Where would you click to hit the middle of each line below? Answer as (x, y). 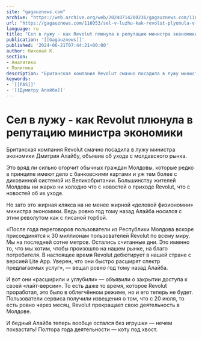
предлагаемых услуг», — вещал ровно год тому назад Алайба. (87, 267)
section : (17, 57)
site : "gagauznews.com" (36, 12)
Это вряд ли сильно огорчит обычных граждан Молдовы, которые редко (100, 167)
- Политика (20, 68)
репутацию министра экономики (95, 133)
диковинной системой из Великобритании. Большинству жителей (91, 180)
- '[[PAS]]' (21, 85)
